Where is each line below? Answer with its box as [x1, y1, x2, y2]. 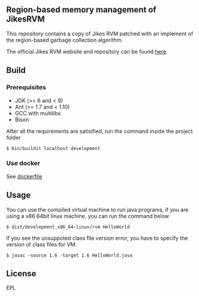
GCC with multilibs [14, 109, 61, 117]
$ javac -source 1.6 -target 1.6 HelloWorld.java [6, 252, 133, 258]
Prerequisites [6, 83, 46, 91]
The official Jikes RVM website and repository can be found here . [6, 48, 168, 55]
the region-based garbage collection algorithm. [6, 36, 123, 44]
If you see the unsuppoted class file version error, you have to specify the [6, 234, 188, 242]
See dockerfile [6, 173, 43, 180]
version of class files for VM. [6, 240, 77, 248]
